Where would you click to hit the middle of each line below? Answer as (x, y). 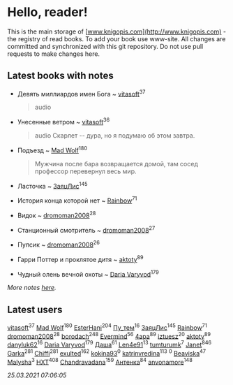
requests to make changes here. (53, 54)
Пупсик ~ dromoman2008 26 (58, 244)
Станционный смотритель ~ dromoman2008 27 (86, 229)
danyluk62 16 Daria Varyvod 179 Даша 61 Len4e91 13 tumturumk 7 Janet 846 (109, 344)
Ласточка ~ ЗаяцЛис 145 (52, 185)
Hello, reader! (48, 12)
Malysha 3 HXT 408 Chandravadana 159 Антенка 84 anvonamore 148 (100, 361)
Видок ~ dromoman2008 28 (57, 215)
